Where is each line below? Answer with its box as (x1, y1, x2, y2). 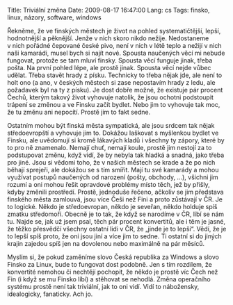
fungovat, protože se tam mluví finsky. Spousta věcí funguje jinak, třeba (7, 56, 213, 65)
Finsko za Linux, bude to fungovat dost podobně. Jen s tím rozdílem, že (7, 261, 212, 268)
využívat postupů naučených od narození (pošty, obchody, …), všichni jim (7, 173, 219, 181)
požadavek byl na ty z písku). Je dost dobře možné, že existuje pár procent (7, 86, 223, 94)
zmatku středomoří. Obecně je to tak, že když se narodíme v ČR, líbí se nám (7, 210, 225, 218)
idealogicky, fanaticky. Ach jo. (7, 290, 93, 298)
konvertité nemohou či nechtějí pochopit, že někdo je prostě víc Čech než (7, 267, 218, 276)
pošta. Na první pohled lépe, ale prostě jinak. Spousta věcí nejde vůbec (7, 64, 211, 72)
